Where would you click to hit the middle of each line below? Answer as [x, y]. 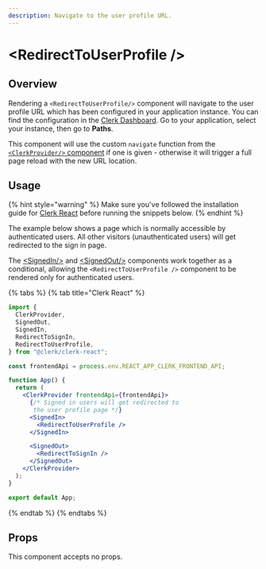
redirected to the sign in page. [58, 245]
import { [23, 308]
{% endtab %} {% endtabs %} [58, 513]
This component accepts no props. [66, 557]
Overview [33, 84]
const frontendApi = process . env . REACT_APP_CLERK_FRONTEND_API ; [117, 366]
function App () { [37, 381]
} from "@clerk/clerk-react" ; [58, 352]
